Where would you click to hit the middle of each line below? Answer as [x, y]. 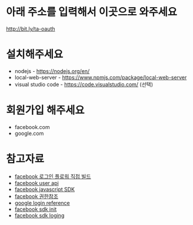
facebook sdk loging [39, 215]
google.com [29, 133]
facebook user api [36, 183]
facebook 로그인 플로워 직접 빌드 [53, 176]
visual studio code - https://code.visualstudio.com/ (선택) [84, 84]
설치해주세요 [35, 54]
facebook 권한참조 [36, 196]
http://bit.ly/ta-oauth [31, 29]
